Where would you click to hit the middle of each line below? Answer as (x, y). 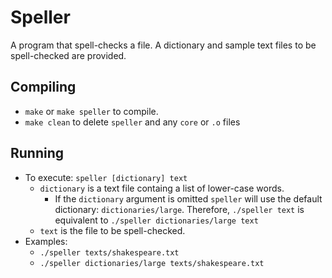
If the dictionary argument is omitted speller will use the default (188, 198)
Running (37, 153)
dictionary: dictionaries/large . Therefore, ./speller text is (179, 209)
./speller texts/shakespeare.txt (109, 252)
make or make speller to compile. (91, 111)
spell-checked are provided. (68, 55)
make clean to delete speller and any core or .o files (132, 122)
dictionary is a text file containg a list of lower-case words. (162, 188)
